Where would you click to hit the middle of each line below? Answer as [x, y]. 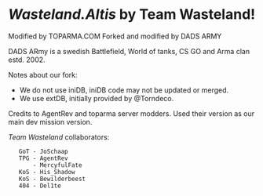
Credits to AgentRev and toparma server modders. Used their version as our [131, 113]
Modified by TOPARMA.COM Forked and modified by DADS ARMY [115, 36]
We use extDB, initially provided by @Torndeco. [97, 98]
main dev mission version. [50, 122]
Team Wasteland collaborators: [59, 137]
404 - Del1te [40, 186]
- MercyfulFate [57, 165]
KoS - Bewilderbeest [52, 179]
